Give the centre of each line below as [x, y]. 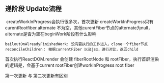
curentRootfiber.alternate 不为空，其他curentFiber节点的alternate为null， [79, 28]
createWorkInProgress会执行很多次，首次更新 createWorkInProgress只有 [80, 22]
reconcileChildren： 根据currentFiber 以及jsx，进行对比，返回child [72, 49]
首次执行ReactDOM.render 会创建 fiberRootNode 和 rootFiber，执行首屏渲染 [82, 59]
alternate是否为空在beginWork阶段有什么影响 [51, 34]
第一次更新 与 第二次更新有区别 [36, 76]
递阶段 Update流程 [34, 9]
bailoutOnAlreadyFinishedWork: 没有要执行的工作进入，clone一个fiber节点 [77, 44]
